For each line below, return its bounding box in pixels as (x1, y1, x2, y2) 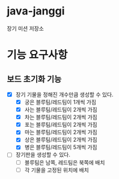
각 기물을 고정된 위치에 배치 (24, 166, 89, 174)
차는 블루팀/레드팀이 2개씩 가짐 (24, 114, 98, 121)
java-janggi (7, 4, 65, 18)
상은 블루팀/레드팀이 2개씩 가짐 (24, 136, 98, 144)
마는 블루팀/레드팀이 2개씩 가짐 (24, 129, 98, 136)
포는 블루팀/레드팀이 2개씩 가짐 (24, 121, 98, 129)
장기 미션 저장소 (7, 25, 44, 32)
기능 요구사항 (7, 48, 68, 62)
